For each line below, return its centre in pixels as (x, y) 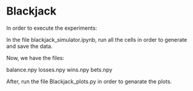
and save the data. (29, 46)
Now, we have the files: (36, 58)
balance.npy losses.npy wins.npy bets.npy (59, 69)
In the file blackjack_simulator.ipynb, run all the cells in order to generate (97, 39)
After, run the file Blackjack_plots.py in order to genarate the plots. (89, 81)
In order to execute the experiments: (52, 28)
